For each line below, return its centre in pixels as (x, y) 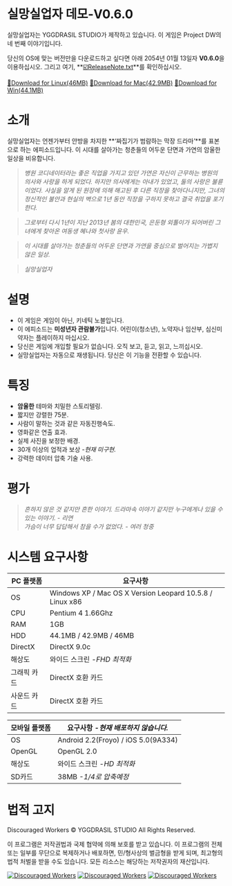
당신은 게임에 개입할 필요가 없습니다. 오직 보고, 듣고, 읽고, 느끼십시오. (110, 346)
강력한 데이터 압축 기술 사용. (55, 458)
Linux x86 (66, 602)
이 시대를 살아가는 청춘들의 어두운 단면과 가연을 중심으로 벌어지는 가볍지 (121, 245)
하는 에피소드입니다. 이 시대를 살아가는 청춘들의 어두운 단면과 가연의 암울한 (120, 149)
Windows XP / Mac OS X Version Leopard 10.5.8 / (131, 593)
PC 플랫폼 (27, 581)
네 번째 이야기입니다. (35, 43)
